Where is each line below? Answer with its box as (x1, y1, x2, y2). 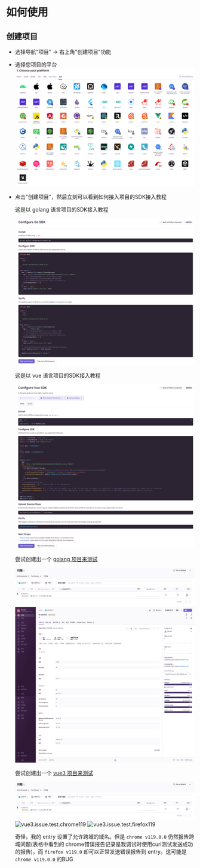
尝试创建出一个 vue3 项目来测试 (14, 770, 94, 777)
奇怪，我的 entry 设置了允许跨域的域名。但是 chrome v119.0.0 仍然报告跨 (14, 833, 195, 840)
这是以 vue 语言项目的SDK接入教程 (14, 372, 101, 379)
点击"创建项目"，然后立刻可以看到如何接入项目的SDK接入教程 (14, 193, 167, 200)
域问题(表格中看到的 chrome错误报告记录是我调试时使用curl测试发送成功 (14, 840, 193, 848)
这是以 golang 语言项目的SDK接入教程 (14, 206, 109, 213)
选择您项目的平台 (14, 61, 57, 68)
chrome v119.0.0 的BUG (14, 855, 73, 863)
